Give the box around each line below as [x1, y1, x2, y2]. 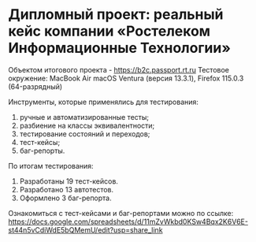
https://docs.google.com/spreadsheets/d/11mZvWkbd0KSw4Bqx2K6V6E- [8, 217, 248, 226]
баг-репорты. [19, 146, 65, 155]
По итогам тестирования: [8, 161, 94, 170]
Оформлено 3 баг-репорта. [19, 193, 112, 203]
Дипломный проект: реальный [8, 6, 224, 24]
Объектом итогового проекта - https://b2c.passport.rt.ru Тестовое [8, 65, 230, 74]
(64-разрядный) [8, 81, 63, 91]
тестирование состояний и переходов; [19, 128, 150, 139]
